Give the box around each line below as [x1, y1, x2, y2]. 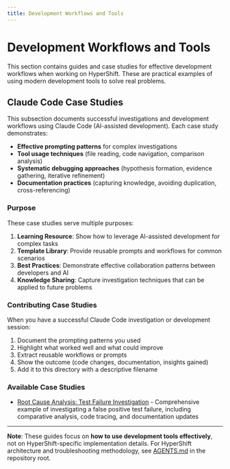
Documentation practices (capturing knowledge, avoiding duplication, [16, 179, 217, 187]
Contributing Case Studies [7, 300, 97, 309]
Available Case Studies [7, 382, 86, 392]
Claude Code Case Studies [7, 97, 124, 108]
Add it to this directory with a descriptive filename [16, 365, 158, 373]
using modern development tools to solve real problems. [7, 77, 166, 85]
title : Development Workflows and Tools [7, 10, 125, 17]
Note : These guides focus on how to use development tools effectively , [7, 432, 213, 440]
